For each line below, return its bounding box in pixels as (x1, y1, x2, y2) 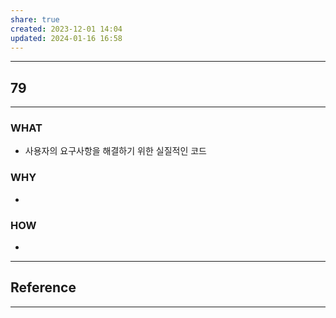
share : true (10, 14, 60, 25)
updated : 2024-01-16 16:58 (10, 33, 123, 43)
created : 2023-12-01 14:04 (10, 24, 123, 34)
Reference (10, 279, 77, 296)
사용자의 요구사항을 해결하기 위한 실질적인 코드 (24, 145, 207, 157)
